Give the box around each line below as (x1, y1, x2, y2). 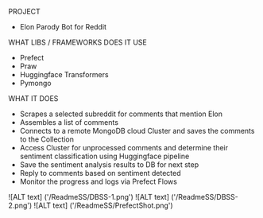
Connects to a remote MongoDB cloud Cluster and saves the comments (19, 127, 255, 135)
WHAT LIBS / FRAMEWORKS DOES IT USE (8, 37, 147, 47)
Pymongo (19, 79, 52, 88)
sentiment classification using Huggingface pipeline (19, 151, 190, 161)
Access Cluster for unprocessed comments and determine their (19, 143, 229, 152)
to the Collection (19, 134, 74, 144)
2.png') (8, 200, 33, 210)
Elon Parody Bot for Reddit (19, 22, 107, 31)
